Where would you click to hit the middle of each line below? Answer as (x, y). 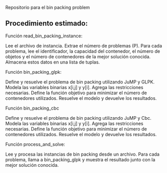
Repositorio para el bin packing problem (48, 7)
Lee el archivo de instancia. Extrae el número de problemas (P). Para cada (84, 46)
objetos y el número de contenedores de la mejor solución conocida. (78, 56)
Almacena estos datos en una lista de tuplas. (53, 62)
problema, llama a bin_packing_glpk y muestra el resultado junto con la (80, 159)
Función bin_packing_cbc (32, 108)
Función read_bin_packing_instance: (44, 36)
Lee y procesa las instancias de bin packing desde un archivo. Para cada (82, 154)
